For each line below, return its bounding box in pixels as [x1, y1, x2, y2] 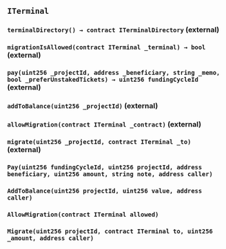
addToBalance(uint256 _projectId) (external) [7, 101, 158, 111]
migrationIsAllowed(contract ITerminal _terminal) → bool [7, 43, 206, 52]
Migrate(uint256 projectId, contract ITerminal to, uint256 [7, 227, 214, 235]
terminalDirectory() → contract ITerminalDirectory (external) [7, 25, 220, 34]
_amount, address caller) [7, 234, 94, 242]
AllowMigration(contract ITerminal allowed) [7, 210, 159, 218]
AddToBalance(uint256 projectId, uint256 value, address [7, 186, 203, 195]
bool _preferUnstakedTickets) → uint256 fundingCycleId [7, 76, 198, 84]
